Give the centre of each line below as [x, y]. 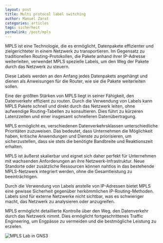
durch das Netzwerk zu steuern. [37, 67]
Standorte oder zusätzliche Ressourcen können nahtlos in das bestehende [80, 166]
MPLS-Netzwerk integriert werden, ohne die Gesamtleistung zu [69, 171]
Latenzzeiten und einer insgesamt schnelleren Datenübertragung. [71, 116]
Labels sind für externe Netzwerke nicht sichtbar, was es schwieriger [74, 196]
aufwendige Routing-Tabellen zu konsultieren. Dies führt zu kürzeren [74, 111]
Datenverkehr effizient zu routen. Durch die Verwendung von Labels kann [79, 101]
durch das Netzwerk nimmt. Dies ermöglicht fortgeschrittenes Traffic [74, 216]
